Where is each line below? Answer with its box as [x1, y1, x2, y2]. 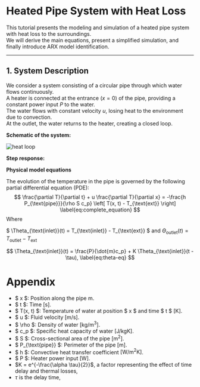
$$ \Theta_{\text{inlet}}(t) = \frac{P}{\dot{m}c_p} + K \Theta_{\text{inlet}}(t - [6, 248, 194, 255]
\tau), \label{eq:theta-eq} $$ [65, 254, 135, 261]
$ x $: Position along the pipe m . [14, 294, 95, 302]
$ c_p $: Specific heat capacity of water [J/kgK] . [14, 327, 134, 334]
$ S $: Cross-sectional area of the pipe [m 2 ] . [14, 333, 124, 342]
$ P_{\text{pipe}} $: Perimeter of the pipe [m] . [14, 341, 127, 348]
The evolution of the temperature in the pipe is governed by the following [6, 177, 186, 185]
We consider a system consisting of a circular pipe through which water [6, 82, 183, 89]
